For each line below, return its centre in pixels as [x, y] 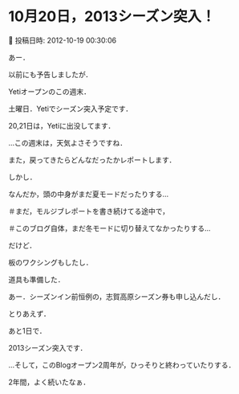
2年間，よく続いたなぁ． [49, 382]
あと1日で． [27, 330]
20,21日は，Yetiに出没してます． [62, 125]
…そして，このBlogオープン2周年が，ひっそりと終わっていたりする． [122, 365]
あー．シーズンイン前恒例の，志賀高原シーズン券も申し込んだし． [117, 296]
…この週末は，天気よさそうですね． [68, 142]
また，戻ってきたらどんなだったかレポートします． [92, 160]
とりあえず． [29, 314]
